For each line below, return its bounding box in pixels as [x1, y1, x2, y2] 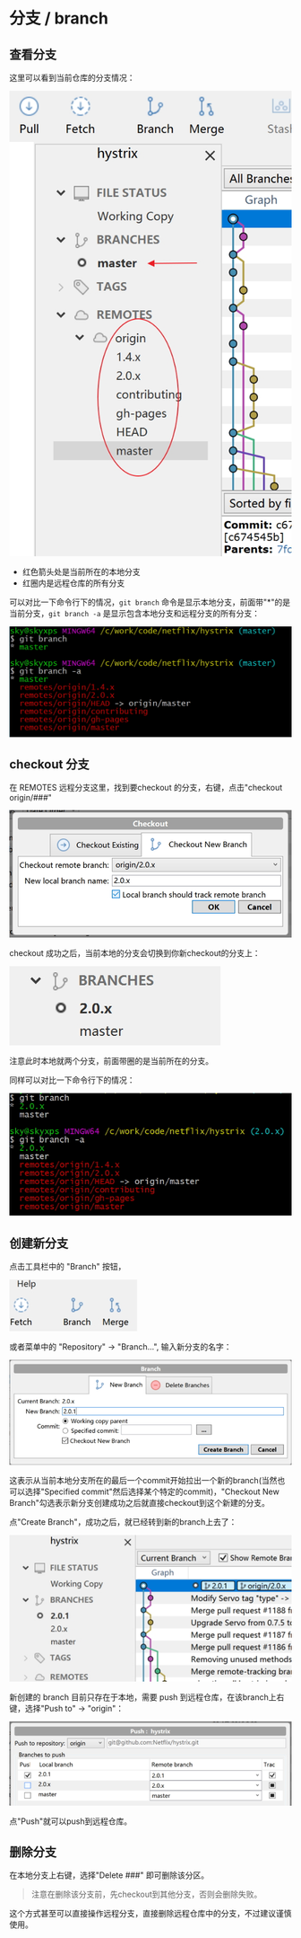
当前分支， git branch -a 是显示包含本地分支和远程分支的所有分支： [9, 608, 261, 619]
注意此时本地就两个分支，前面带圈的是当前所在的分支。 [9, 1055, 213, 1066]
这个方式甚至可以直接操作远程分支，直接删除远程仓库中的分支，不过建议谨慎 [9, 1908, 292, 1919]
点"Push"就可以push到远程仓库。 [9, 1816, 133, 1827]
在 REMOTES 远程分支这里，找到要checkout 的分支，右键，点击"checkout [9, 783, 283, 793]
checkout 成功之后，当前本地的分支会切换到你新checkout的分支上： [9, 947, 262, 958]
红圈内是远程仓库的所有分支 [21, 578, 125, 588]
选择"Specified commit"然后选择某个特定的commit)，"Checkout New [24, 1486, 279, 1497]
